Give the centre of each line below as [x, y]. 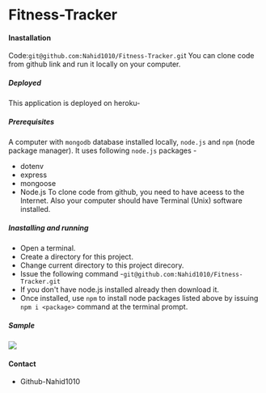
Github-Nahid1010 [50, 382]
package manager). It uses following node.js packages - [103, 150]
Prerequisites [32, 121]
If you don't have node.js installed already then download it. [120, 289]
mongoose [38, 184]
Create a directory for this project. [76, 257]
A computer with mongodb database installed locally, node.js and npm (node [132, 142]
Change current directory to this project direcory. [102, 265]
